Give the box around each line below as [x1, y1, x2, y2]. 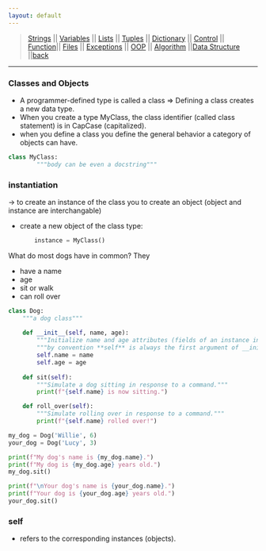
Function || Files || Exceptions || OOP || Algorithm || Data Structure [27, 41, 240, 52]
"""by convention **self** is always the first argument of [36, 344, 239, 352]
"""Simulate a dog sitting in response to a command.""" [36, 380, 228, 389]
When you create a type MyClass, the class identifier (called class [19, 112, 235, 121]
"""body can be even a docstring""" [36, 160, 158, 168]
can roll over [19, 291, 61, 301]
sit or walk [19, 283, 54, 292]
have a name [19, 266, 62, 275]
